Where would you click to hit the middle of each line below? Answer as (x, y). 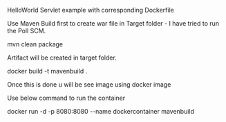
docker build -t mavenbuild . (47, 71)
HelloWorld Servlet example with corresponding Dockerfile (91, 10)
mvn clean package (35, 44)
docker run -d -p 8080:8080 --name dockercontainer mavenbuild (101, 111)
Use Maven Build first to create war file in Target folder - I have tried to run (113, 23)
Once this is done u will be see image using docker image (89, 85)
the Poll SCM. (27, 31)
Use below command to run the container (66, 98)
